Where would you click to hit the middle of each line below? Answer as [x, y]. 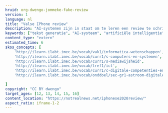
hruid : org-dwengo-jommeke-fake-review [47, 10]
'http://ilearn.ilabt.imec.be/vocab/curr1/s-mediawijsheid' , [79, 61]
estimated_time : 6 [24, 43]
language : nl [19, 19]
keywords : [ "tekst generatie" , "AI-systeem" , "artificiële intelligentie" [85, 33]
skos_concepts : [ [23, 47]
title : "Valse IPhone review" [37, 24]
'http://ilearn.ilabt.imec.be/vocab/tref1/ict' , [66, 66]
